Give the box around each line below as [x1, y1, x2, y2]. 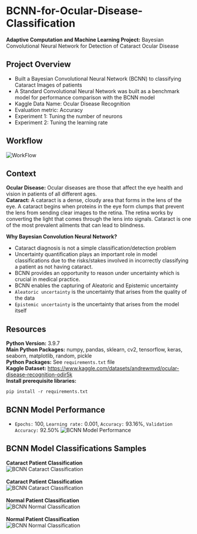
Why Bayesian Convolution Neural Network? [6, 233, 118, 240]
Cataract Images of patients [14, 81, 82, 88]
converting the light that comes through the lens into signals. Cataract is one [6, 215, 191, 223]
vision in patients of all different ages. [6, 190, 97, 198]
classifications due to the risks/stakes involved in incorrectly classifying [14, 257, 189, 264]
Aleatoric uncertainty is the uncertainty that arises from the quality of [14, 288, 187, 296]
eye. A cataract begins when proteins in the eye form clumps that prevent [6, 203, 184, 210]
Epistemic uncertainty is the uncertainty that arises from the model [14, 301, 179, 308]
